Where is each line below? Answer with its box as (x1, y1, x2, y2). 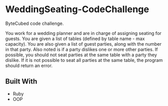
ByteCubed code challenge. (5, 20, 64, 26)
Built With (5, 77, 37, 86)
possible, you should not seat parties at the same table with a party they (5, 52, 157, 58)
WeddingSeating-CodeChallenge (5, 4, 150, 15)
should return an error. (5, 62, 53, 68)
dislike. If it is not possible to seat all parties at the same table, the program (5, 57, 163, 63)
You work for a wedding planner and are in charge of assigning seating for (5, 30, 162, 36)
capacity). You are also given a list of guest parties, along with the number (5, 41, 162, 47)
